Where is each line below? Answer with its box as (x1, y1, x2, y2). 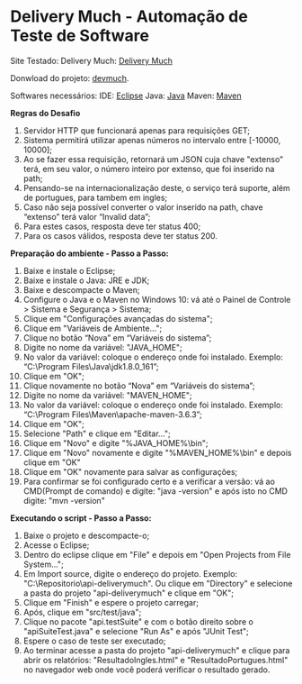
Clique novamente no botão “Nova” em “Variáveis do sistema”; (22, 380, 255, 391)
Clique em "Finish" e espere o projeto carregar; (22, 597, 199, 607)
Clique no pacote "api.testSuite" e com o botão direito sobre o (22, 616, 254, 627)
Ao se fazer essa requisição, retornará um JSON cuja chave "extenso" (22, 153, 284, 164)
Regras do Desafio (10, 107, 81, 118)
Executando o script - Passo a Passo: (10, 512, 152, 524)
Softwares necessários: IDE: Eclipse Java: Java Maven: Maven (10, 90, 242, 101)
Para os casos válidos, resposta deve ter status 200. (22, 230, 218, 241)
